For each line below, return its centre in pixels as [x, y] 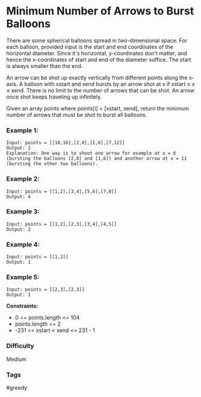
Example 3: [23, 211]
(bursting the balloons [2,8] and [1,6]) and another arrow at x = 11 [97, 159]
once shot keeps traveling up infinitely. [54, 97]
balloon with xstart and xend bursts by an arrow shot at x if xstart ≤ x [110, 84]
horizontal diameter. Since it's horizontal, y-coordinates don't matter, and [97, 53]
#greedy [17, 388]
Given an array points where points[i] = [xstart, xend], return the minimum [98, 108]
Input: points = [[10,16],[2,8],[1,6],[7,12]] [66, 143]
